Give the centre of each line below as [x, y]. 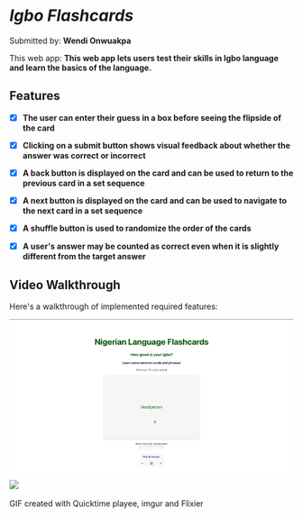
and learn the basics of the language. [81, 68]
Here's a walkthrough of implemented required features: [114, 306]
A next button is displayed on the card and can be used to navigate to [154, 200]
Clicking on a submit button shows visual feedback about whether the [156, 145]
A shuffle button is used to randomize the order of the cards [137, 228]
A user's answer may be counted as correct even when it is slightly [151, 246]
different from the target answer [84, 257]
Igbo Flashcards [71, 16]
